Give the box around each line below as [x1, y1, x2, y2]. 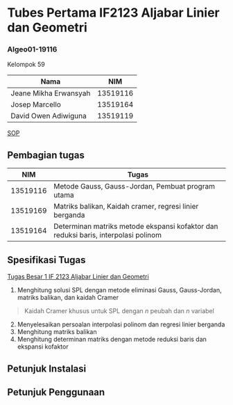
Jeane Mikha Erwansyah [10, 88, 91, 98]
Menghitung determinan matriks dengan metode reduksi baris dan [17, 335, 207, 344]
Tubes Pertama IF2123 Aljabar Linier [7, 5, 220, 21]
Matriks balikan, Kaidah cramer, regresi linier [53, 202, 199, 212]
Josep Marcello [10, 100, 61, 109]
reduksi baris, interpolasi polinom [53, 230, 162, 240]
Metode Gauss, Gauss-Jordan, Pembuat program [53, 182, 215, 191]
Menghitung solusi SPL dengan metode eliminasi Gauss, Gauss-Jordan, [17, 286, 222, 294]
